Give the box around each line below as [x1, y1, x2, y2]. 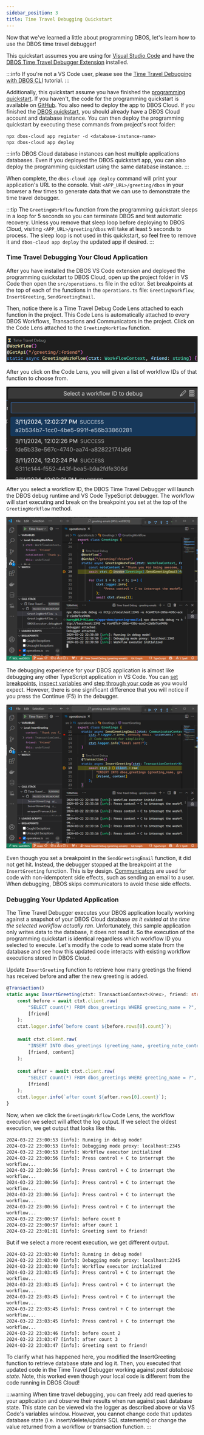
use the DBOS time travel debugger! [6, 40, 97, 47]
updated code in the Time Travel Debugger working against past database [6, 1366, 193, 1373]
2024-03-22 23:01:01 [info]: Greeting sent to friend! [6, 1228, 148, 1234]
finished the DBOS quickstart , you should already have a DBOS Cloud [6, 108, 180, 115]
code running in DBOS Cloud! [6, 1378, 80, 1386]
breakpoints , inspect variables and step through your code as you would [6, 680, 188, 687]
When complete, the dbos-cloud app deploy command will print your [6, 174, 177, 182]
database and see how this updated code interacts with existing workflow [6, 948, 191, 955]
